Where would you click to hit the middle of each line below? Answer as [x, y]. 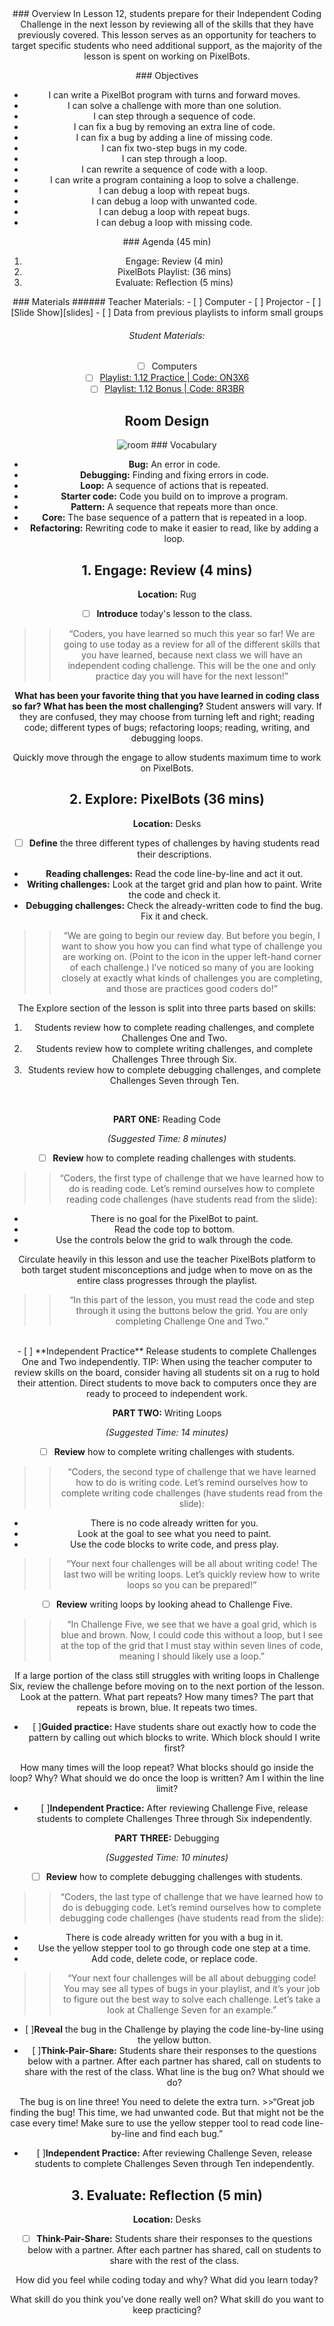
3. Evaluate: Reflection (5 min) [167, 2195]
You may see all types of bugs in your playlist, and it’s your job [192, 1989]
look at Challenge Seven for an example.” [192, 2010]
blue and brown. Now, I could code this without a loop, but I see [192, 1635]
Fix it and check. [174, 916]
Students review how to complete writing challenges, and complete [174, 1048]
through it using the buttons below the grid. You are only [192, 1311]
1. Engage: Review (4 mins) [167, 570]
